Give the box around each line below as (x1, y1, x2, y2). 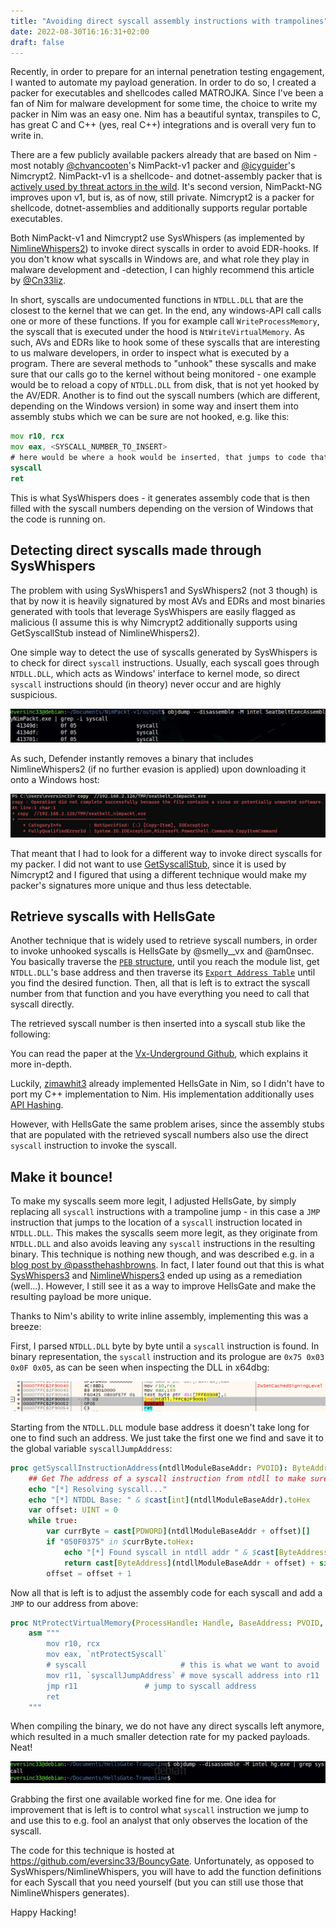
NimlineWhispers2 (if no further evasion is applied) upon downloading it (10, 763, 307, 775)
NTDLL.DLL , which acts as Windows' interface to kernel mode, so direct (10, 667, 300, 679)
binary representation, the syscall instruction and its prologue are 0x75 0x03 (10, 1351, 325, 1363)
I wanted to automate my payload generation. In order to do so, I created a (10, 76, 317, 89)
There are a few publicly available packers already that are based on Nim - (10, 149, 318, 161)
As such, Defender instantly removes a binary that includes (10, 753, 254, 765)
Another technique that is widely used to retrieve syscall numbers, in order (10, 935, 318, 947)
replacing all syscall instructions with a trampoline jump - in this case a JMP (10, 1206, 321, 1218)
